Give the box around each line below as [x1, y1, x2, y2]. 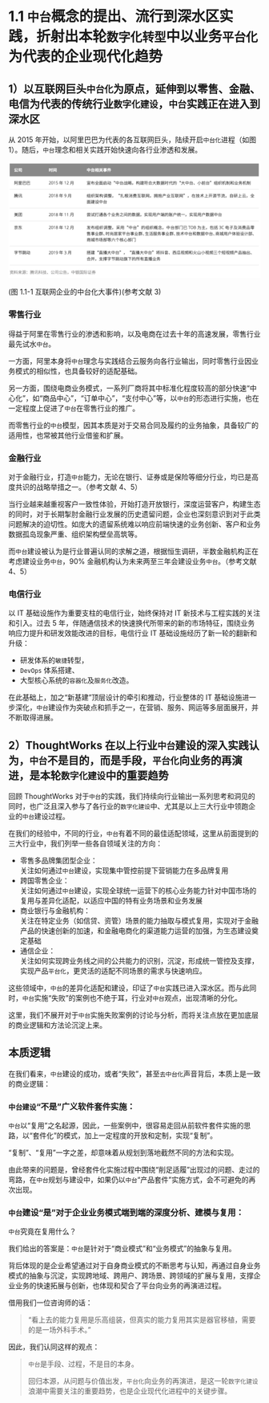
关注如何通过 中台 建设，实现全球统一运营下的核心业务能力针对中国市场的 [19, 886, 257, 895]
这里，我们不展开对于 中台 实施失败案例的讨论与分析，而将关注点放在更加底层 [8, 1010, 259, 1020]
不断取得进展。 [8, 712, 58, 723]
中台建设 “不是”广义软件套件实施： [8, 1101, 136, 1112]
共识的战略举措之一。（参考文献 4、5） [14, 482, 143, 491]
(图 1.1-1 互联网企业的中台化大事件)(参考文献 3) [8, 287, 162, 297]
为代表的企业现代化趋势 [8, 47, 163, 66]
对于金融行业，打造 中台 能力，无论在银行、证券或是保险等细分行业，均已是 [8, 471, 252, 482]
